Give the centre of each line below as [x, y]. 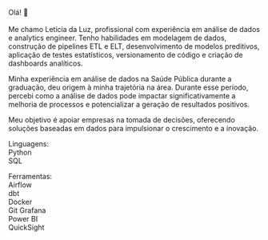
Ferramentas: [30, 176]
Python [20, 152]
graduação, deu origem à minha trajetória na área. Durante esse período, [128, 87]
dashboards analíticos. [46, 63]
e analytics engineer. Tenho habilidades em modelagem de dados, [118, 38]
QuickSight [26, 227]
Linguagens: [29, 144]
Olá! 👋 [18, 12]
